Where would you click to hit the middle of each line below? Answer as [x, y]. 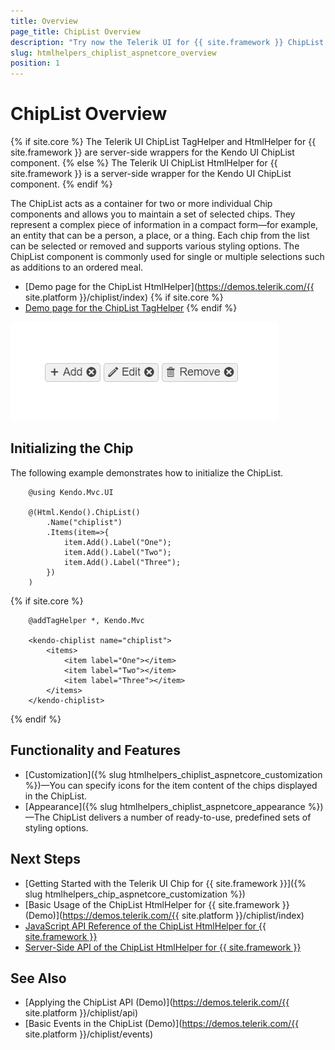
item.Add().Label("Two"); [117, 552]
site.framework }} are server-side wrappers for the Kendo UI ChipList [152, 152]
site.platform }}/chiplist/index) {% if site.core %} [124, 297]
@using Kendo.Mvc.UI [71, 492]
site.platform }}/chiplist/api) [81, 1013]
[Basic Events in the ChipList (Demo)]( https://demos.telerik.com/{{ [162, 1024]
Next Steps [45, 859]
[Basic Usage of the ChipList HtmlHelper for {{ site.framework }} [157, 904]
